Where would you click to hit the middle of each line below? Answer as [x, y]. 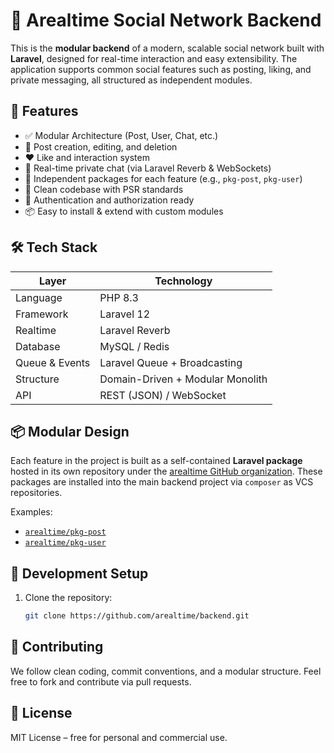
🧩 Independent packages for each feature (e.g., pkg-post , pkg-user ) [163, 178]
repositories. [36, 493]
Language [39, 297]
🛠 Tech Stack [54, 247]
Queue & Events [53, 362]
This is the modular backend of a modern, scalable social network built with [167, 48]
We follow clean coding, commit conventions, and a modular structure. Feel [166, 671]
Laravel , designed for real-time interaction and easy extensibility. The [154, 58]
